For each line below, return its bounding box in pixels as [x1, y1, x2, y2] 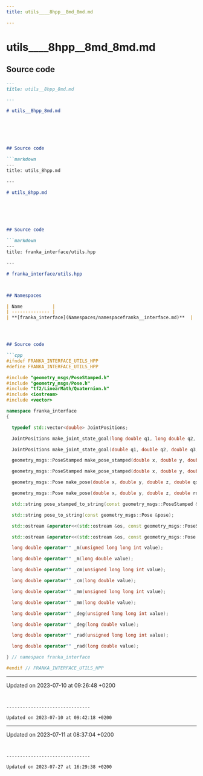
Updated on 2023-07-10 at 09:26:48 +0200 [6, 681, 116, 689]
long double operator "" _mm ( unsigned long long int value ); [11, 588, 166, 594]
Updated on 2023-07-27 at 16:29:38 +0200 [6, 764, 112, 770]
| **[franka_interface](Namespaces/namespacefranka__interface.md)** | [6, 314, 193, 321]
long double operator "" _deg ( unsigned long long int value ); [11, 610, 169, 617]
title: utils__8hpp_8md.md [6, 86, 74, 92]
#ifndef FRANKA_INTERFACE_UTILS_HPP [6, 358, 98, 364]
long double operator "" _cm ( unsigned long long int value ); [11, 567, 166, 573]
